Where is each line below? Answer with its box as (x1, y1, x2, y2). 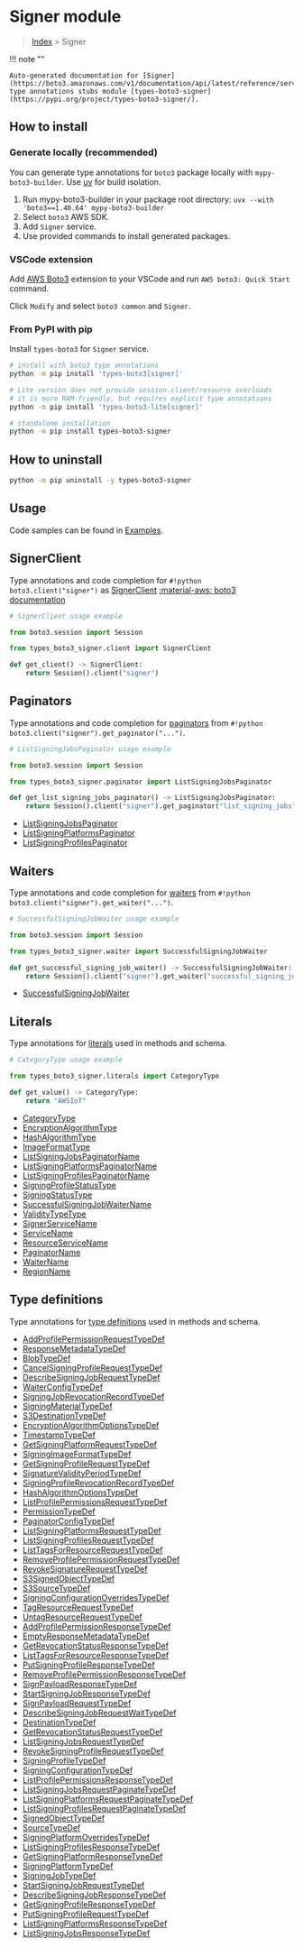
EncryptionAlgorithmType (22, 1122, 117, 1133)
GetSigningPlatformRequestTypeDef (22, 1438, 158, 1449)
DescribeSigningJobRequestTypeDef (22, 1372, 161, 1382)
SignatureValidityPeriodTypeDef (22, 1467, 142, 1478)
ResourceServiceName (22, 1237, 108, 1248)
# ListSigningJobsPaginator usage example (9, 744, 171, 754)
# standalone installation (9, 418, 111, 427)
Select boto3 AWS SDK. (22, 211, 110, 222)
